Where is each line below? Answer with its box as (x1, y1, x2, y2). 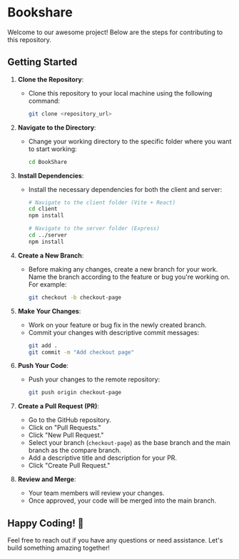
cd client (28, 205, 59, 212)
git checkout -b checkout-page (28, 294, 122, 301)
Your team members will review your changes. (28, 489, 165, 498)
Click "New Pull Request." (28, 431, 104, 439)
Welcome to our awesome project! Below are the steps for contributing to (7, 28, 223, 36)
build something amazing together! (7, 543, 111, 553)
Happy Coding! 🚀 (7, 517, 84, 529)
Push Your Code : (17, 361, 69, 370)
